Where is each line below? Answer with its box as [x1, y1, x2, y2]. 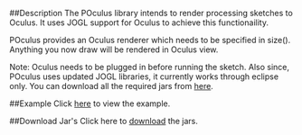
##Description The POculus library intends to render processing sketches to [9, 8, 294, 18]
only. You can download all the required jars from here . [9, 81, 214, 91]
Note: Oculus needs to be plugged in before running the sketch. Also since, [9, 62, 290, 72]
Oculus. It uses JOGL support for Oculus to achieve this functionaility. [9, 17, 269, 28]
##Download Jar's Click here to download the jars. [9, 116, 199, 126]
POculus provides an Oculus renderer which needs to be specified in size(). [9, 35, 291, 45]
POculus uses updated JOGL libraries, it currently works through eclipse [9, 71, 278, 82]
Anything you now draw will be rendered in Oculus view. [9, 44, 219, 55]
